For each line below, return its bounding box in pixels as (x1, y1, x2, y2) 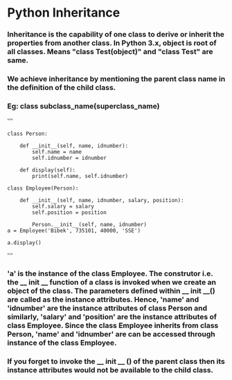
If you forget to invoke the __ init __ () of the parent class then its (7, 356, 225, 366)
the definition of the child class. (7, 83, 116, 93)
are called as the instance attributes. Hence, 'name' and (7, 295, 199, 305)
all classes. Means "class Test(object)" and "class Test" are (7, 47, 213, 57)
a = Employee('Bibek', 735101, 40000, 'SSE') (7, 227, 141, 235)
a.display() (7, 239, 42, 246)
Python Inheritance (7, 5, 121, 21)
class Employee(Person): (7, 185, 79, 192)
